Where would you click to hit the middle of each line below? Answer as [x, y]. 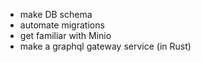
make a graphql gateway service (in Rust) [105, 46]
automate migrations [62, 25]
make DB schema [56, 14]
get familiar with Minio [65, 35]
